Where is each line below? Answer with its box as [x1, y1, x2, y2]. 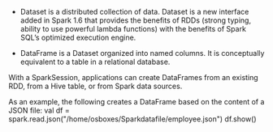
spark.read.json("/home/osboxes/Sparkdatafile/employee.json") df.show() [8, 114, 258, 124]
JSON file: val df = [8, 105, 71, 115]
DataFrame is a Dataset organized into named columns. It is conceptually [19, 49, 265, 57]
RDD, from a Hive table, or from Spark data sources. [8, 81, 183, 91]
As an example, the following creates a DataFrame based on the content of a [8, 97, 265, 106]
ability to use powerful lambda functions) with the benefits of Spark [19, 24, 246, 33]
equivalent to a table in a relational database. [19, 57, 171, 66]
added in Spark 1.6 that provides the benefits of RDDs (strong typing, [19, 15, 252, 25]
